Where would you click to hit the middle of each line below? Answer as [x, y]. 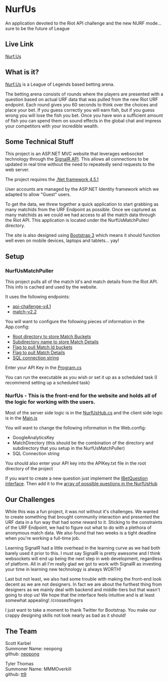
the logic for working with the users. [50, 401]
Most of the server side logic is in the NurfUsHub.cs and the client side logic [84, 413]
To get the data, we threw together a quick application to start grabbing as [82, 204]
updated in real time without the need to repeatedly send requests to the [80, 165]
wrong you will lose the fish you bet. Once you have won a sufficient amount [84, 115]
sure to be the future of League [38, 28]
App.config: [17, 327]
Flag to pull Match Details [39, 353]
